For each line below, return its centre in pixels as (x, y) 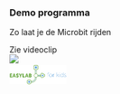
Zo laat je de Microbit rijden (60, 33)
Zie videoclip (33, 50)
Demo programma (50, 13)
